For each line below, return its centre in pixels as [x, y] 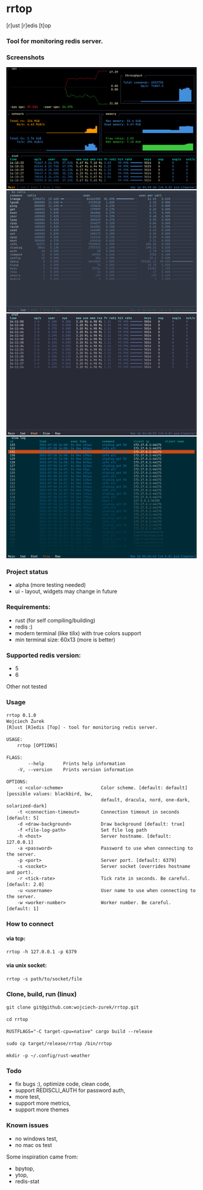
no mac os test [34, 1145]
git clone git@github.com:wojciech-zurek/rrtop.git [72, 1007]
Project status [27, 572]
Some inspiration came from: [42, 1157]
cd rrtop [17, 1019]
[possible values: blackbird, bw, [50, 794]
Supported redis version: [44, 655]
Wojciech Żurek [25, 722]
